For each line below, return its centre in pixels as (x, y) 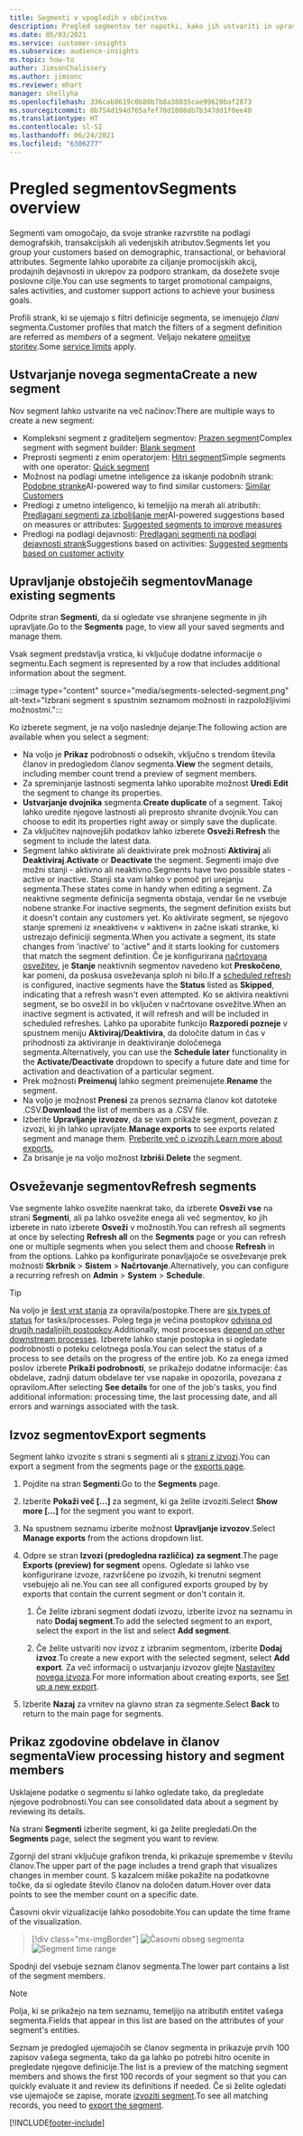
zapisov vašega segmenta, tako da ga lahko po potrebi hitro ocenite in (140, 2056)
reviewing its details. (47, 1811)
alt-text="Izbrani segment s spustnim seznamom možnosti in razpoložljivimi (150, 701)
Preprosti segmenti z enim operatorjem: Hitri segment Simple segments (154, 456)
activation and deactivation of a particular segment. (118, 1071)
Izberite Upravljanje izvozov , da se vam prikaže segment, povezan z (150, 1120)
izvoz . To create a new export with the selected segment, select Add (163, 1657)
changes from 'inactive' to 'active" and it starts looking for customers (151, 946)
